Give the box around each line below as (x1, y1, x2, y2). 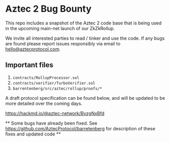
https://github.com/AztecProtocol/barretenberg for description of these (5, 125, 156, 131)
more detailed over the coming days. (5, 100, 83, 106)
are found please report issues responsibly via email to (5, 40, 121, 46)
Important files (5, 61, 54, 69)
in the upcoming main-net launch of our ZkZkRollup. (5, 25, 115, 31)
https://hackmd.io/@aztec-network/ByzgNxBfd (5, 110, 105, 116)
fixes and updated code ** (5, 131, 61, 137)
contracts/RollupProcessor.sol (12, 75, 80, 80)
